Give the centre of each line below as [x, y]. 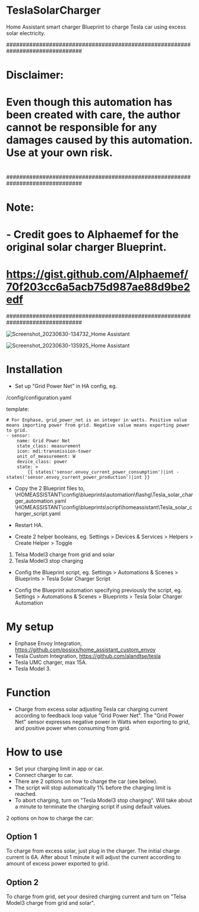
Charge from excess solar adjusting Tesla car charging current [91, 709]
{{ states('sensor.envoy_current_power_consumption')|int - [103, 472]
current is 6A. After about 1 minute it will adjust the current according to [94, 857]
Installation [34, 369]
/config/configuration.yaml [39, 397]
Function [29, 692]
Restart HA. [29, 525]
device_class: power [42, 462]
